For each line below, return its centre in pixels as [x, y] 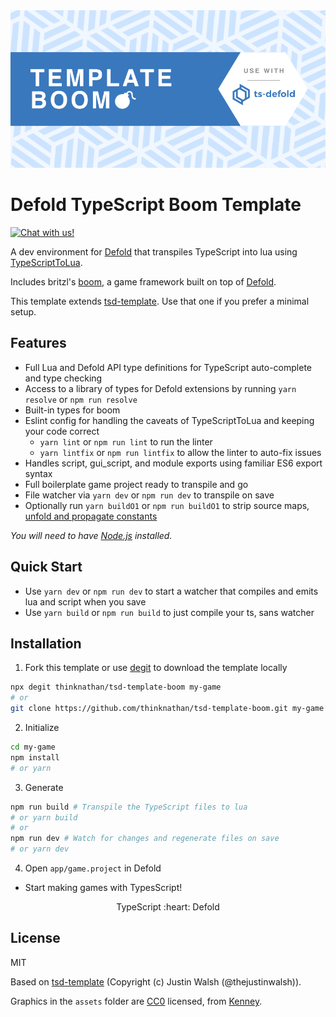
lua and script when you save [85, 601]
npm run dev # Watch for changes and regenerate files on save [145, 839]
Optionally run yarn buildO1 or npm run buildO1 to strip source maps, [167, 505]
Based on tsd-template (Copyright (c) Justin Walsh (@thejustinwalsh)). [156, 981]
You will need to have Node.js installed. [91, 535]
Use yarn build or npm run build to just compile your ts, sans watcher [169, 612]
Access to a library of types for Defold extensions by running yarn [160, 388]
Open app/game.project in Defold [93, 868]
